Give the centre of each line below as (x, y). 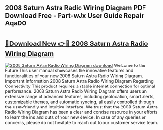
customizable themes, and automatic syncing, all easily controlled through (80, 102)
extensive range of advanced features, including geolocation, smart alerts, (80, 97)
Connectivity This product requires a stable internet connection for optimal (80, 86)
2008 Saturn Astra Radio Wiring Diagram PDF (76, 8)
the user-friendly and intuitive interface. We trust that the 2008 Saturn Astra (81, 107)
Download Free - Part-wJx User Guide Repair (74, 16)
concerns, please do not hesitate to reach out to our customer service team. (82, 122)
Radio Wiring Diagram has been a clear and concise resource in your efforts (81, 112)
